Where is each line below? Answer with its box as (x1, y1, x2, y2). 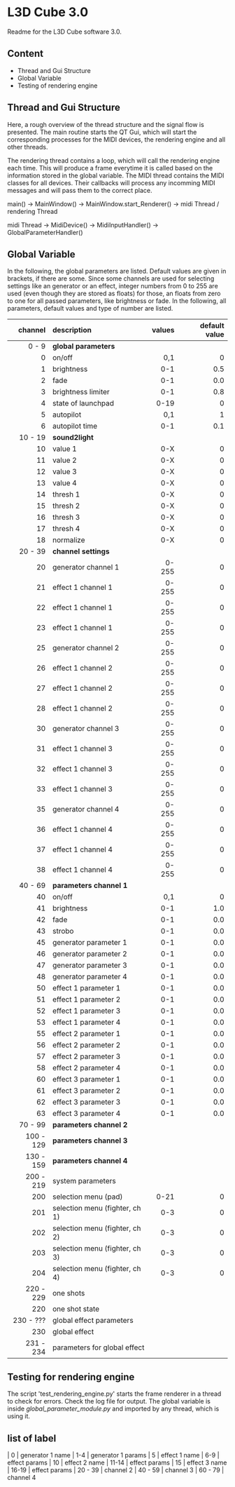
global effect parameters (52, 1316, 134, 1326)
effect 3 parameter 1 (52, 1075, 121, 1084)
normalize (52, 535, 85, 545)
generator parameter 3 (52, 960, 127, 970)
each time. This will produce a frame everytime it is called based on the (7, 163, 213, 172)
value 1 (52, 444, 77, 454)
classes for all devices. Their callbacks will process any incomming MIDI (7, 178, 215, 187)
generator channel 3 (52, 724, 120, 734)
